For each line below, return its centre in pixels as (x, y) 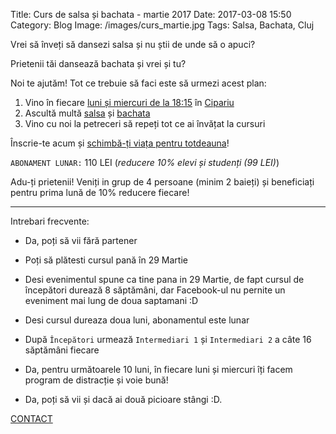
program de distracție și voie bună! (96, 380)
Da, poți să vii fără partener (81, 240)
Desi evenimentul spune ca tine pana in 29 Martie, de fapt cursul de (164, 279)
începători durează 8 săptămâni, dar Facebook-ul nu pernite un (155, 290)
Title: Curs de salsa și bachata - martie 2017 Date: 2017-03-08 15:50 (151, 14)
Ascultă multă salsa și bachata (87, 113)
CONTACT (31, 418)
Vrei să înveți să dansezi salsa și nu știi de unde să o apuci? (133, 44)
